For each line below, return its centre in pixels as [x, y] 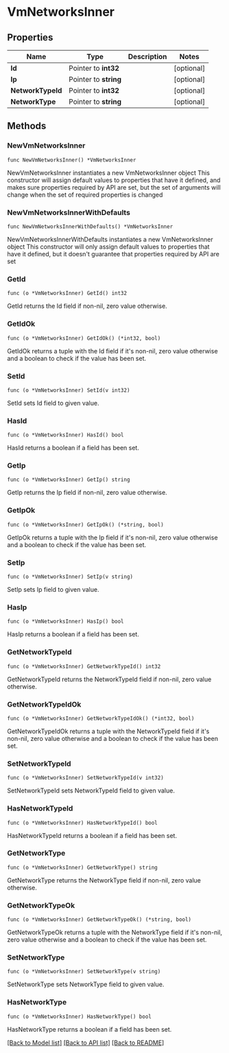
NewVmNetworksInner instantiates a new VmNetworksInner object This [109, 173]
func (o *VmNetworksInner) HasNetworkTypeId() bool [82, 823]
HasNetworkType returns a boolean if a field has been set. [89, 1029]
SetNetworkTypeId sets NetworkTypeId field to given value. [91, 790]
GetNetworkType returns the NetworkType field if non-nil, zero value [104, 880]
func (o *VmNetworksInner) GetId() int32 [67, 293]
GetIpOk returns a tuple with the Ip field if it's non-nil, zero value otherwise [112, 537]
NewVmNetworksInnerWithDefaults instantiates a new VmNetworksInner [110, 239]
